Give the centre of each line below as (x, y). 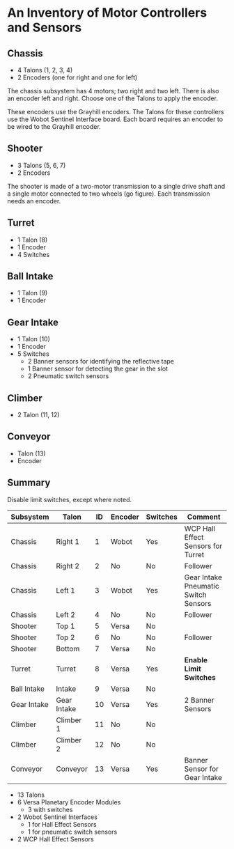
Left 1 (65, 590)
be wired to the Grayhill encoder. (54, 126)
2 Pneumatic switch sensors (68, 376)
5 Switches (33, 354)
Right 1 (68, 541)
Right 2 (68, 566)
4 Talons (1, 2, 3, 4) (45, 70)
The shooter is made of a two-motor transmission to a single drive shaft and (116, 186)
